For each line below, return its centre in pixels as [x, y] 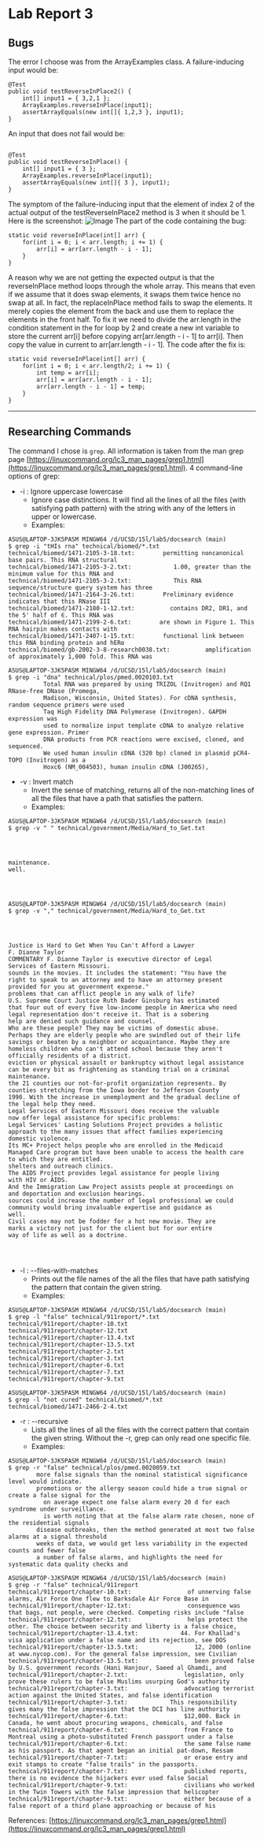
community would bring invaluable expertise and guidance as [110, 1207]
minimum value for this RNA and [61, 574]
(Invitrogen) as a [56, 760]
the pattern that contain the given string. [97, 1287]
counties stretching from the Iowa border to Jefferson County [114, 1090]
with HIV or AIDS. [38, 1180]
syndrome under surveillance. [58, 1509]
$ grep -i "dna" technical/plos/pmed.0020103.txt [91, 677]
